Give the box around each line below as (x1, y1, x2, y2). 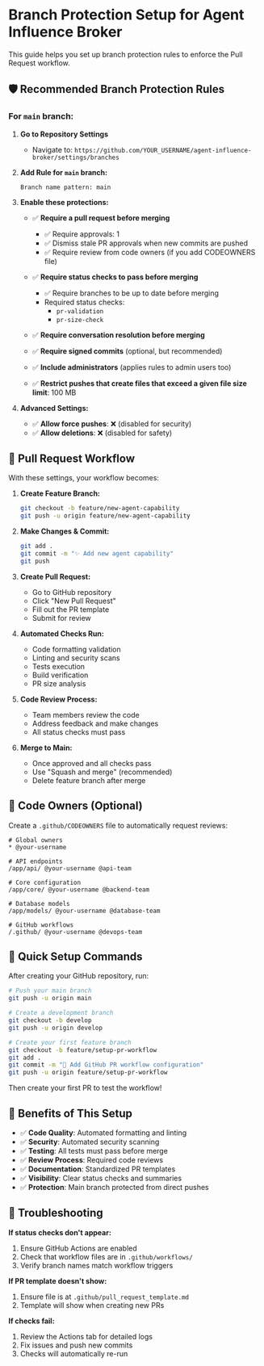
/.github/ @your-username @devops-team (8, 928, 143, 936)
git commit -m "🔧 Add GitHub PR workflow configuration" (8, 1061, 204, 1069)
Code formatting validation (31, 644, 121, 654)
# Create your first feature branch (8, 1038, 132, 1046)
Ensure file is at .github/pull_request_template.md (19, 1292, 190, 1301)
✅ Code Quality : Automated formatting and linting (19, 1128, 187, 1138)
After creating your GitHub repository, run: (8, 971, 149, 981)
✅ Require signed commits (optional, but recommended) (31, 346, 223, 356)
